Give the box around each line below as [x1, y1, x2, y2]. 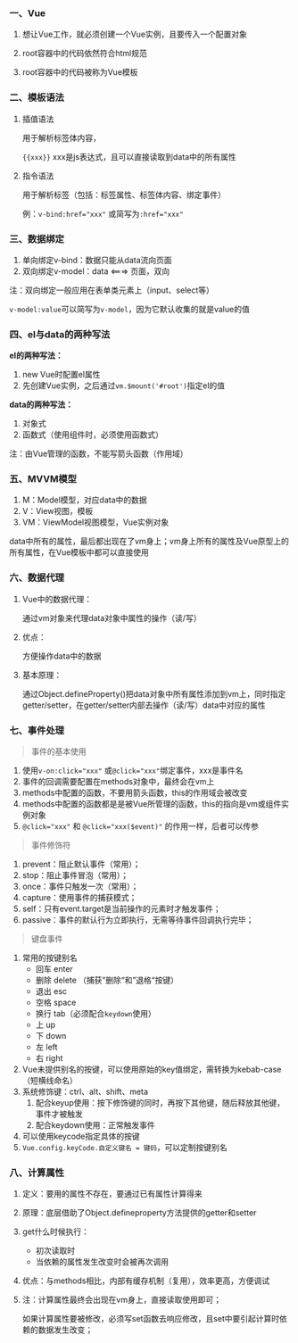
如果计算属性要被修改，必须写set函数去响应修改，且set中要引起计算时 [21, 1314, 280, 1324]
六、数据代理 [9, 572, 65, 584]
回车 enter [35, 964, 73, 974]
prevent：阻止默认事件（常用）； [21, 858, 141, 870]
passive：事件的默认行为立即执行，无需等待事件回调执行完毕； [21, 915, 254, 925]
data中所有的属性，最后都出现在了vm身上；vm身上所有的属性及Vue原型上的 [9, 536, 290, 547]
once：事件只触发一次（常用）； [21, 881, 139, 892]
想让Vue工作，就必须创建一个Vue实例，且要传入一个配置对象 [21, 29, 247, 40]
